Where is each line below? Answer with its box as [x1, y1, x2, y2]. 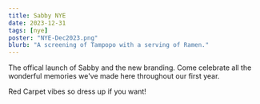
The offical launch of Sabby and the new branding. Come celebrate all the [8, 63, 252, 72]
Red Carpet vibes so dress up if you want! [8, 87, 146, 96]
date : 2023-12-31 [8, 19, 66, 27]
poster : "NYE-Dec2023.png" [8, 33, 98, 42]
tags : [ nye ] [8, 26, 48, 34]
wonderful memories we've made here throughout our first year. [8, 71, 220, 81]
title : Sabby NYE [8, 11, 66, 20]
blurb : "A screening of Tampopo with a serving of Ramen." [8, 41, 210, 49]
